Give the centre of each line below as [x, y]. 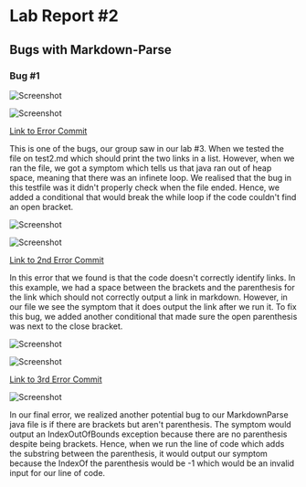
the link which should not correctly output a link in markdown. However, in [148, 297]
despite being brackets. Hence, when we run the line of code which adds [147, 443]
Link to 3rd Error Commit [56, 379]
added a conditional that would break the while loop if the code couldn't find [153, 196]
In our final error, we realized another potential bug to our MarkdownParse [149, 414]
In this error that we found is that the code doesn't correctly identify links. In [153, 277]
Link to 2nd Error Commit [57, 259]
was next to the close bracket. [66, 326]
